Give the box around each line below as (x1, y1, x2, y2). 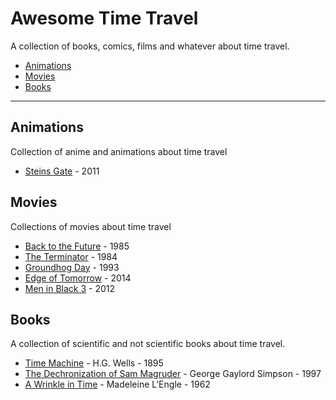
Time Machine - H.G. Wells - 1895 (24, 357, 164, 369)
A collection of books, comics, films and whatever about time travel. (10, 40, 290, 52)
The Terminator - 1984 (24, 250, 118, 262)
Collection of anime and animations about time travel (10, 145, 228, 157)
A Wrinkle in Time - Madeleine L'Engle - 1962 (24, 378, 211, 391)
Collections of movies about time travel (10, 220, 172, 232)
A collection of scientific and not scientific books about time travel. (10, 338, 286, 350)
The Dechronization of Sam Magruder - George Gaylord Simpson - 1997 (24, 368, 322, 380)
